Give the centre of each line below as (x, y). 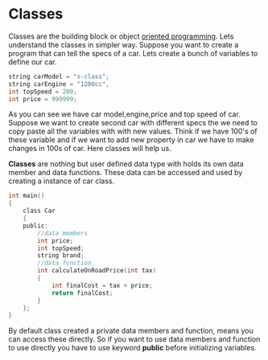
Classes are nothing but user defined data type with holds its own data (126, 164)
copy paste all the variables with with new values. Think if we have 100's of (133, 131)
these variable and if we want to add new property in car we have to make (131, 140)
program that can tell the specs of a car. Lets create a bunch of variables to (133, 53)
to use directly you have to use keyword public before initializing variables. (132, 348)
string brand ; (61, 256)
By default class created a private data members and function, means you (131, 331)
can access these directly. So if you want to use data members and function (134, 339)
